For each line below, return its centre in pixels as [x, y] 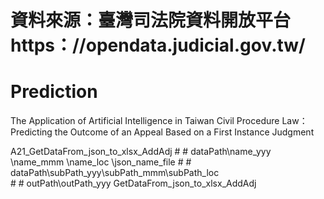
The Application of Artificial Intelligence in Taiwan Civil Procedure [145, 121]
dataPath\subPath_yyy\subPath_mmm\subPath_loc [115, 173]
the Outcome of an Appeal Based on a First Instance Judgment [184, 132]
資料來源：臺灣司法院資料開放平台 [151, 20]
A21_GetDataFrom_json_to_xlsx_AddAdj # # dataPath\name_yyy [141, 152]
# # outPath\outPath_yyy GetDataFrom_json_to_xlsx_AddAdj [133, 183]
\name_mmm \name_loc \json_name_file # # [101, 162]
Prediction [54, 92]
